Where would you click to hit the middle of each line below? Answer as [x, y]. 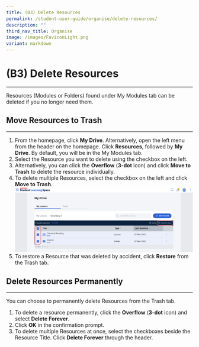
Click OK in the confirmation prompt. [60, 325]
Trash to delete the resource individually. [65, 171]
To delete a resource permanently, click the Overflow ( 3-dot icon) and [101, 312]
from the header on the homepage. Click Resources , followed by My [99, 146]
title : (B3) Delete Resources [44, 12]
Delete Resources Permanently [65, 281]
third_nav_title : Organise [39, 31]
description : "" [26, 25]
